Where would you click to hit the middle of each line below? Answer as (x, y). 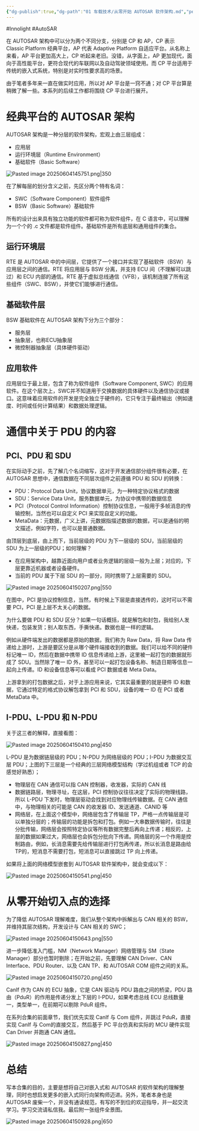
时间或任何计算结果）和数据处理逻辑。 (63, 405)
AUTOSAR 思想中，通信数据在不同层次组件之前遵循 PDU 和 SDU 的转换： (95, 478)
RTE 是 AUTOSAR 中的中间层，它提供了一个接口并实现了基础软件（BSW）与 (99, 262)
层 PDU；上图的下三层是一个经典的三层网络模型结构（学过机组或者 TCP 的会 (99, 764)
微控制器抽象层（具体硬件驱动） (54, 347)
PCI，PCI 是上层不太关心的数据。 (53, 607)
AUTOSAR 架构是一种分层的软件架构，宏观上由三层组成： (76, 134)
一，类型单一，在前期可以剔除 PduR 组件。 (58, 1005)
